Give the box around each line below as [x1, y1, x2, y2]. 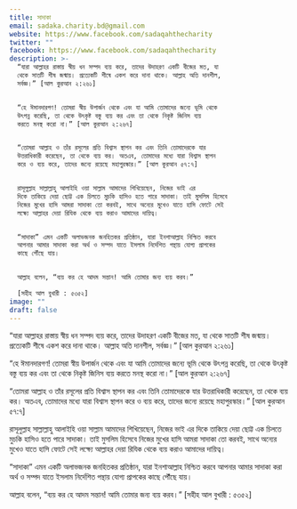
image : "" [9, 297, 46, 306]
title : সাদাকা [9, 12, 52, 22]
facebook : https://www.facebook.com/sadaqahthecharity [9, 46, 217, 55]
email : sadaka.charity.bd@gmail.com [9, 21, 145, 30]
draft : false [9, 305, 58, 314]
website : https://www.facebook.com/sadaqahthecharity [9, 29, 213, 38]
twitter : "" [9, 37, 53, 47]
